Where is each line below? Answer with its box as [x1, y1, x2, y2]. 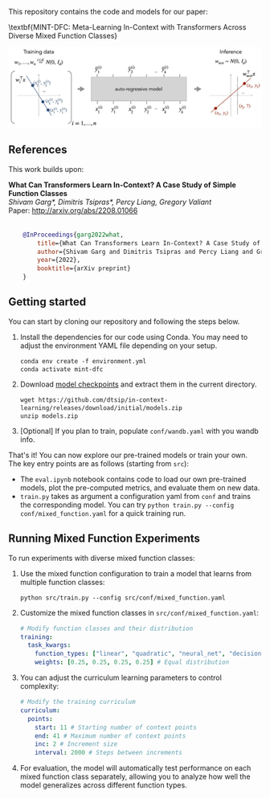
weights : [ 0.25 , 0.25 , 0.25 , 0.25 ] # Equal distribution [35, 658, 230, 666]
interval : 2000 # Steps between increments [35, 749, 182, 757]
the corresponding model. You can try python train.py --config [19, 500, 235, 509]
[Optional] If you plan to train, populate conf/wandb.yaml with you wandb [19, 426, 259, 436]
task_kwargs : [27, 641, 72, 649]
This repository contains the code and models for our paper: [8, 7, 208, 16]
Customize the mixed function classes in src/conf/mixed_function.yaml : [19, 608, 260, 617]
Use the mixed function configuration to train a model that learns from [19, 568, 252, 578]
